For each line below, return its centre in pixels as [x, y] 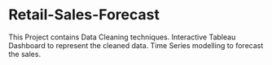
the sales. [25, 54]
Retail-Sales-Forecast [84, 15]
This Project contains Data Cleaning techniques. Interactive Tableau [122, 37]
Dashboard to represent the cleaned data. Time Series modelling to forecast [136, 45]
